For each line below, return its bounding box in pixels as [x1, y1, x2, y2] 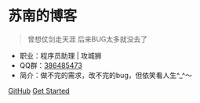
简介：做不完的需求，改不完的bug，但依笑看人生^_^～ [19, 70, 192, 80]
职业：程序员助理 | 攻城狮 [19, 51, 102, 60]
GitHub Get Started [8, 86, 70, 95]
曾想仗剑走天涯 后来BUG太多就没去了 [27, 34, 147, 44]
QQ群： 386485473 [19, 60, 82, 70]
